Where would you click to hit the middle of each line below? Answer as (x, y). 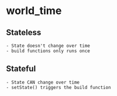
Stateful (21, 69)
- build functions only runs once (48, 51)
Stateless (24, 32)
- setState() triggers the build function (58, 87)
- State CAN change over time (43, 82)
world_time (34, 11)
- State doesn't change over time (48, 46)
